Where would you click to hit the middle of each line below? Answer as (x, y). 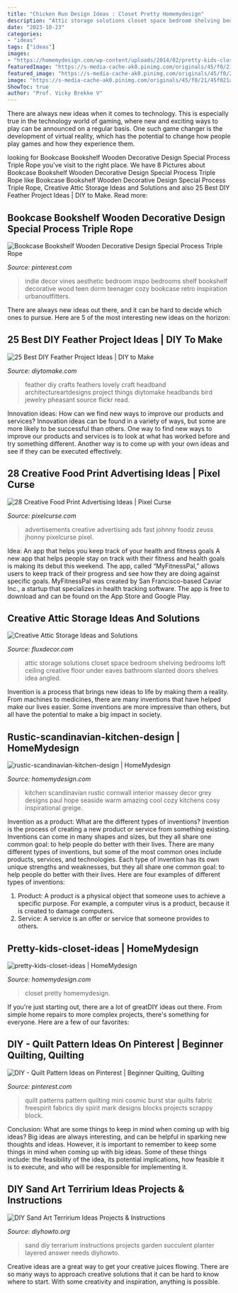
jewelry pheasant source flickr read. (77, 400)
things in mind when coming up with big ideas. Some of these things (107, 1151)
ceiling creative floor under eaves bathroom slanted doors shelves (121, 671)
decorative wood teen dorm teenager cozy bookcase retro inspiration (126, 288)
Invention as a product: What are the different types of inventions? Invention (118, 821)
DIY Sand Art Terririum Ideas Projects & (96, 1190)
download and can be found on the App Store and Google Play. (99, 596)
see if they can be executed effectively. (65, 451)
